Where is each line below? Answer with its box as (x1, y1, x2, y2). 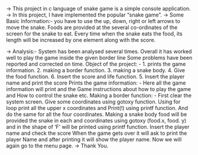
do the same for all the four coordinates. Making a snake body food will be (6, 111, 187, 118)
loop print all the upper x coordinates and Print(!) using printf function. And (6, 105, 188, 111)
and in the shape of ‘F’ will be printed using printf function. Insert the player (6, 124, 190, 130)
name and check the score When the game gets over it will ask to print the (6, 130, 187, 137)
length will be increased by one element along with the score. (6, 37, 156, 43)
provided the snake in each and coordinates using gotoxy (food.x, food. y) (6, 117, 187, 124)
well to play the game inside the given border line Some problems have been (6, 54, 193, 61)
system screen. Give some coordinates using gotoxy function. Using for (6, 98, 181, 105)
